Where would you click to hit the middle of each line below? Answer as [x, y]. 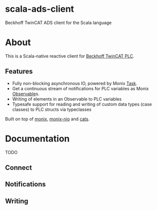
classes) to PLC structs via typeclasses [52, 109]
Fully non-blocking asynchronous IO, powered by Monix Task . [75, 83]
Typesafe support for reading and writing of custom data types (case [82, 104]
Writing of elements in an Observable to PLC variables [67, 99]
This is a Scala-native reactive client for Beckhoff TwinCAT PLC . [70, 56]
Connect [19, 168]
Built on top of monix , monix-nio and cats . [47, 119]
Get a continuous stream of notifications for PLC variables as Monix [80, 88]
